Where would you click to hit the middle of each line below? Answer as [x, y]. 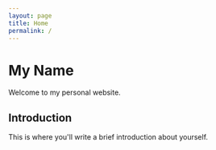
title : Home [28, 23]
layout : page [30, 16]
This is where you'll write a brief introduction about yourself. [108, 137]
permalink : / [30, 30]
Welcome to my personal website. [64, 92]
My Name [41, 70]
